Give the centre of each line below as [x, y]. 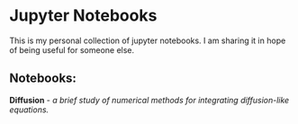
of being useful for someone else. [72, 49]
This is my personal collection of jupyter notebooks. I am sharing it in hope [148, 40]
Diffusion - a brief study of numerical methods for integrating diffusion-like [149, 100]
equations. [29, 110]
